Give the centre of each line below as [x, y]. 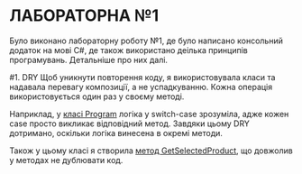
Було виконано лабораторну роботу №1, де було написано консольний [146, 41]
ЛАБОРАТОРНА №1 [84, 16]
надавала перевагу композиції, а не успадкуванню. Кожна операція [141, 87]
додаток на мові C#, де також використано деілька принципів [128, 50]
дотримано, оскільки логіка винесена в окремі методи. [116, 133]
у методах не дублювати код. [66, 160]
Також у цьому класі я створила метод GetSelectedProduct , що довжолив [151, 151]
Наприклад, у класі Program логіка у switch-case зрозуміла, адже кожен [149, 114]
